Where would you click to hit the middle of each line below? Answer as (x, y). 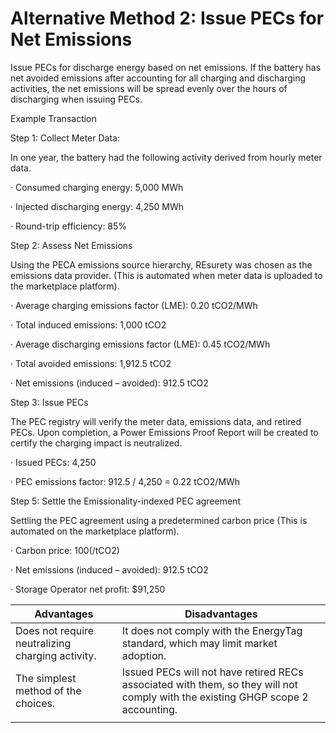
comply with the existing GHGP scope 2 (215, 697)
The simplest (46, 678)
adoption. (144, 655)
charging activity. (56, 655)
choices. (35, 703)
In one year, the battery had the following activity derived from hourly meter (166, 157)
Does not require (55, 630)
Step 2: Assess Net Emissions (71, 245)
